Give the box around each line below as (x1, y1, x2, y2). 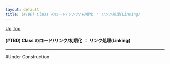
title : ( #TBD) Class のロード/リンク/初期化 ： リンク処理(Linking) (5, 12, 141, 17)
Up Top (5, 25, 21, 31)
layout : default (5, 7, 39, 12)
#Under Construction (5, 53, 50, 60)
